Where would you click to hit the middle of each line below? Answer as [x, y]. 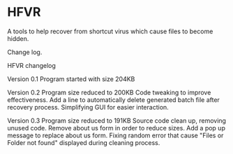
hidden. [18, 38]
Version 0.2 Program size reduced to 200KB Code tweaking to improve [109, 92]
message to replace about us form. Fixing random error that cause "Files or [115, 135]
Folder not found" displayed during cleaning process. [84, 142]
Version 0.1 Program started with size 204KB [71, 79]
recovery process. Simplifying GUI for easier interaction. [88, 107]
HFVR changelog [31, 65]
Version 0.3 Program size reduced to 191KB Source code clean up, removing [117, 120]
